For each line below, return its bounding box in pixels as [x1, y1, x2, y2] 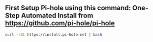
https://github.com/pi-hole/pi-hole [5, 19, 115, 27]
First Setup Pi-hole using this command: [5, 4, 131, 12]
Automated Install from [21, 12, 93, 20]
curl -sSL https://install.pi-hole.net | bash [5, 32, 102, 37]
